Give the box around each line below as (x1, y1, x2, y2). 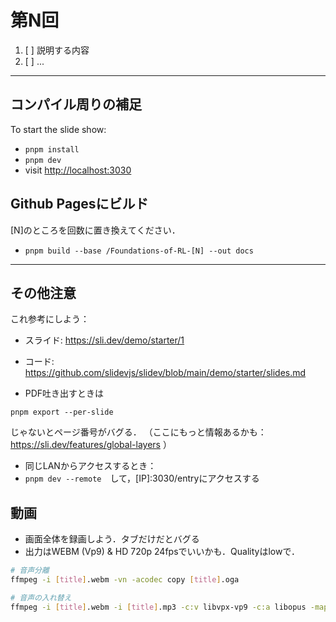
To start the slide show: (10, 123, 107, 135)
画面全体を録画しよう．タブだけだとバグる (24, 533, 200, 545)
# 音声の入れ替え (10, 592, 72, 603)
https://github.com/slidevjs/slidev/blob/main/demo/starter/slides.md (24, 367, 307, 379)
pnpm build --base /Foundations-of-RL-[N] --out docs (24, 246, 254, 256)
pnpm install (24, 144, 80, 155)
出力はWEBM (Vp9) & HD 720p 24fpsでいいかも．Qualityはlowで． (24, 546, 300, 558)
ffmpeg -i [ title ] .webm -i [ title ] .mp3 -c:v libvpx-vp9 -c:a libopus (10, 602, 307, 612)
